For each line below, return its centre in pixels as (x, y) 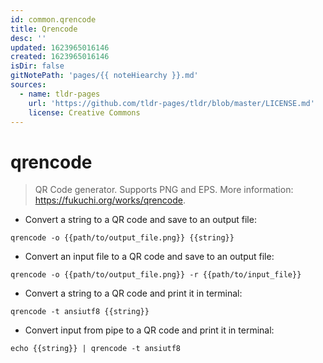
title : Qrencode (44, 29)
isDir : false (37, 66)
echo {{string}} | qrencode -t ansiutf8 (96, 349)
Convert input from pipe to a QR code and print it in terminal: (149, 330)
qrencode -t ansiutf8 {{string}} (80, 312)
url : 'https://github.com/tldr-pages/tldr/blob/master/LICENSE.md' (171, 103)
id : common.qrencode (53, 19)
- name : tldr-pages (60, 94)
